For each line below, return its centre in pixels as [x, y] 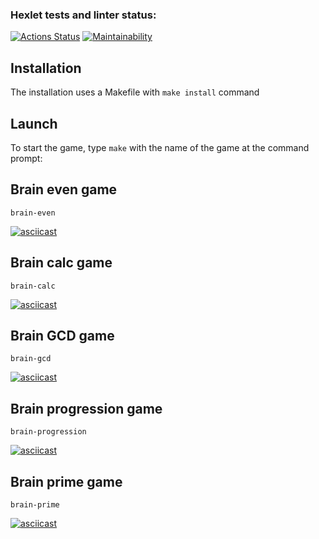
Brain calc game [61, 263]
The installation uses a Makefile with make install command [135, 92]
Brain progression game [86, 408]
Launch [34, 123]
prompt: [26, 158]
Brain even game [64, 189]
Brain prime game [66, 481]
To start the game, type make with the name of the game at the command [160, 147]
